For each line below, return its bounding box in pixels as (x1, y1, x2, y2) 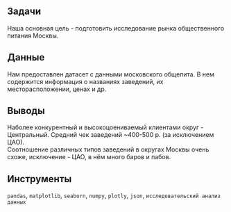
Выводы (7, 105, 45, 117)
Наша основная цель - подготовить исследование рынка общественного (7, 24, 225, 32)
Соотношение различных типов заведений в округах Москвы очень (7, 145, 209, 154)
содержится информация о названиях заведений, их (7, 77, 164, 85)
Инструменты (7, 173, 72, 185)
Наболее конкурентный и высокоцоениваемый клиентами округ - (7, 123, 204, 131)
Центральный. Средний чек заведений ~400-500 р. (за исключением (7, 131, 214, 139)
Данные (7, 51, 45, 63)
